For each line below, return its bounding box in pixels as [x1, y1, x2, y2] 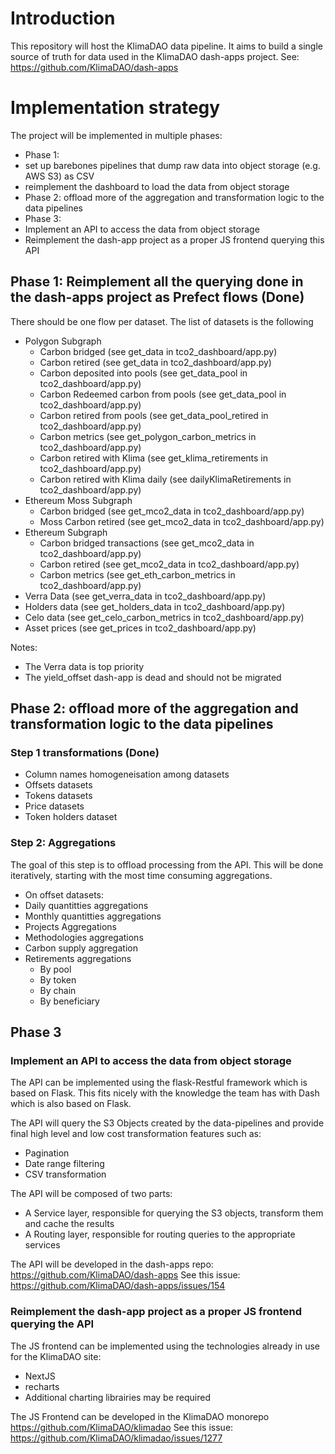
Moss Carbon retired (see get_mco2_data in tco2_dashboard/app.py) [39, 515, 325, 527]
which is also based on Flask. [10, 1098, 132, 1110]
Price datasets [24, 800, 85, 812]
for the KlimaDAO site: [10, 1350, 102, 1362]
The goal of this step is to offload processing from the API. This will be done [10, 858, 324, 871]
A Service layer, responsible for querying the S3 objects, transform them [24, 1207, 324, 1219]
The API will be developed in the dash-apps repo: [10, 1258, 214, 1271]
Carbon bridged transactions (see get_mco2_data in [39, 537, 255, 549]
